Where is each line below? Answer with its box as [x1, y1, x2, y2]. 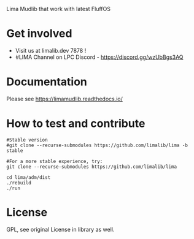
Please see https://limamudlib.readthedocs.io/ [6, 95, 123, 102]
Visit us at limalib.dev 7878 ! [15, 47, 87, 54]
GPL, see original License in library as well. [6, 226, 115, 233]
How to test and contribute [6, 116, 145, 131]
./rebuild [6, 180, 32, 186]
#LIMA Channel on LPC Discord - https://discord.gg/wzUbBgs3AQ [15, 53, 184, 61]
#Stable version [6, 137, 48, 143]
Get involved [6, 27, 72, 40]
